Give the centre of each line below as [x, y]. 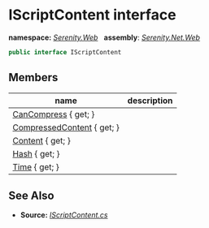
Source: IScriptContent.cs [64, 215]
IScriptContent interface [92, 15]
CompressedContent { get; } [66, 127]
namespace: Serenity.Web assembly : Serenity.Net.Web [104, 37]
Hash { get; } [36, 153]
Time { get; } [36, 166]
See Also [31, 196]
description [150, 101]
